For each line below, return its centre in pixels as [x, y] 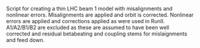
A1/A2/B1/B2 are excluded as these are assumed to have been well [88, 27]
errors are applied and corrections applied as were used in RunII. [86, 21]
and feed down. [25, 40]
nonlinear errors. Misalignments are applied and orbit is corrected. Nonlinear [100, 15]
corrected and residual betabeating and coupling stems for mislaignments [97, 34]
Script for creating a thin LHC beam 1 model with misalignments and [89, 9]
